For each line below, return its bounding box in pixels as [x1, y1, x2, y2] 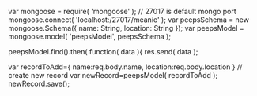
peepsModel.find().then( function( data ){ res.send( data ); [8, 47, 198, 56]
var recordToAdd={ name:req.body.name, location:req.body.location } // [8, 62, 243, 72]
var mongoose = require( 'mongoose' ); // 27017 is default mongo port [8, 7, 237, 16]
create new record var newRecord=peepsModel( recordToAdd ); [8, 71, 218, 79]
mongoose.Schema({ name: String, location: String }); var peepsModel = [8, 24, 245, 32]
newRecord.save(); [8, 79, 70, 88]
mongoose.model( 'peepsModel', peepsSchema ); [8, 31, 172, 41]
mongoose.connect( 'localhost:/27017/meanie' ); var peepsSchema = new [8, 15, 249, 24]
